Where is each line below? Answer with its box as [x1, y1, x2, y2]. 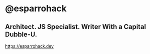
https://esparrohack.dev [5, 43, 54, 49]
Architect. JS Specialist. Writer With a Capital [5, 23, 146, 31]
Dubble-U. [5, 30, 38, 38]
